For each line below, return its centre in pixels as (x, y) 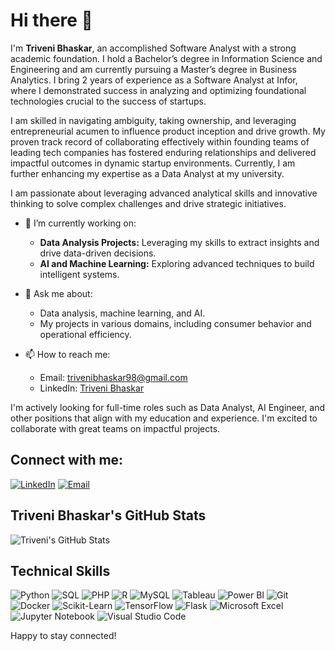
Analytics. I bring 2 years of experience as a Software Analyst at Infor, (154, 80)
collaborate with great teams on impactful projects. (115, 428)
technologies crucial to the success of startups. (108, 101)
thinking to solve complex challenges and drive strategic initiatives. (148, 203)
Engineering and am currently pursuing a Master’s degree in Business (153, 69)
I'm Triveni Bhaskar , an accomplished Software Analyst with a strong (153, 48)
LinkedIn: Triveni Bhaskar (92, 388)
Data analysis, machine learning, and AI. (122, 313)
